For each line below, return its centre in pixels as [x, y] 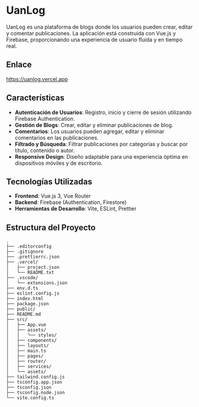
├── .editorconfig [29, 246]
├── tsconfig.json [29, 388]
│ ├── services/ [29, 367]
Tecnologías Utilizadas [49, 182]
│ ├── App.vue [26, 325]
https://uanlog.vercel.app [37, 79]
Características [35, 98]
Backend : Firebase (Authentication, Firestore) [71, 202]
